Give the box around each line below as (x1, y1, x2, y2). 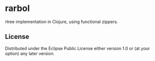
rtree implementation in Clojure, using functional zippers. (5, 19, 118, 24)
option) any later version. (5, 50, 55, 56)
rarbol (5, 3, 30, 14)
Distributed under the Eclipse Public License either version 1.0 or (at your (5, 45, 150, 51)
